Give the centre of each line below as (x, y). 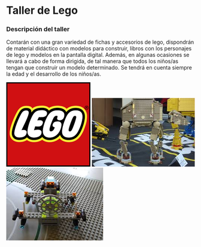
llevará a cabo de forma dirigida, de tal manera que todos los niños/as (92, 61)
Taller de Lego (42, 10)
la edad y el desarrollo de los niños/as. (54, 74)
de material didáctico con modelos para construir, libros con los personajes (99, 49)
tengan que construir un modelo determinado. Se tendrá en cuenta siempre (99, 68)
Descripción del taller (38, 29)
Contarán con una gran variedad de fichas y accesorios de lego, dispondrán (100, 42)
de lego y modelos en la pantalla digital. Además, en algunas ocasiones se (98, 55)
